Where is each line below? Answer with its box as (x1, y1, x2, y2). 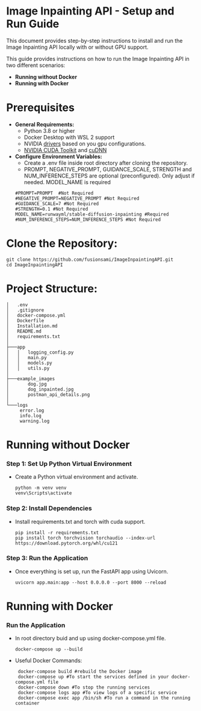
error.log (19, 407, 45, 413)
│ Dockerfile (6, 317, 45, 324)
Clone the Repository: (6, 237, 118, 250)
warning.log (19, 418, 50, 424)
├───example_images (6, 375, 55, 381)
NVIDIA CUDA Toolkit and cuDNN (23, 146, 107, 153)
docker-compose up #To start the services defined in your (17, 674, 169, 680)
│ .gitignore (6, 307, 45, 313)
